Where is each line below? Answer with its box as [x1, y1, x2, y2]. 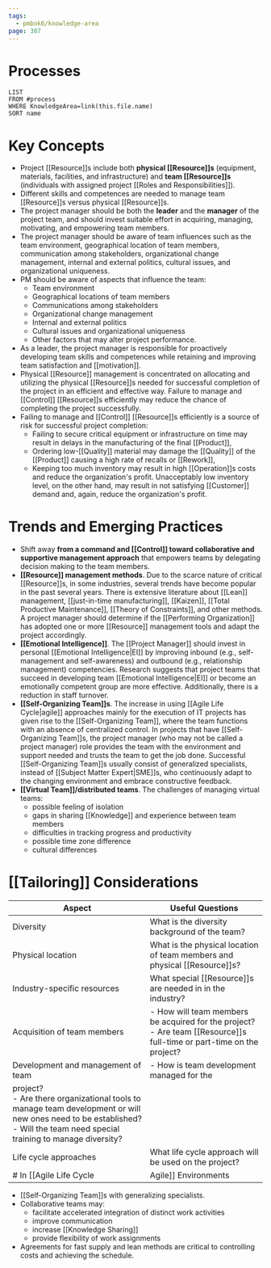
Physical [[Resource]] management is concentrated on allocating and [19, 369, 251, 379]
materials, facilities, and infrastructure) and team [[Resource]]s [19, 171, 231, 182]
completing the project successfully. [19, 403, 141, 413]
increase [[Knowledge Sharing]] [31, 1225, 139, 1235]
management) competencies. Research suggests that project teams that [19, 664, 261, 675]
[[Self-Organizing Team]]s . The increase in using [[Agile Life [19, 699, 224, 709]
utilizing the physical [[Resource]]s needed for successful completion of [19, 377, 261, 388]
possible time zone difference [31, 836, 131, 846]
